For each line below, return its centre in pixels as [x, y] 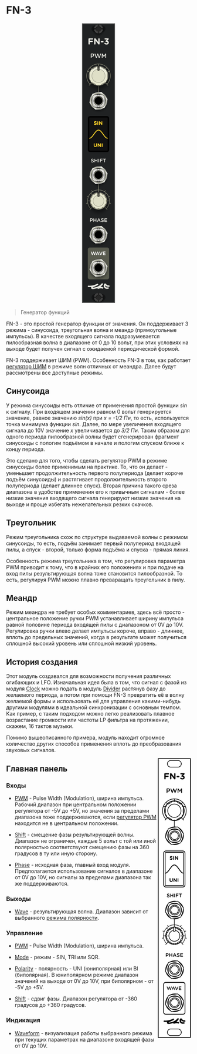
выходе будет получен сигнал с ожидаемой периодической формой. [93, 348]
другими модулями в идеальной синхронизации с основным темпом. [94, 707]
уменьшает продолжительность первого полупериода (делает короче [95, 473]
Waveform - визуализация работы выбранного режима [83, 1033]
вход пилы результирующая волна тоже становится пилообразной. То [94, 573]
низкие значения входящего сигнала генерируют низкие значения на [93, 498]
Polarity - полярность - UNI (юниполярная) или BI [77, 969]
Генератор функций [45, 312]
